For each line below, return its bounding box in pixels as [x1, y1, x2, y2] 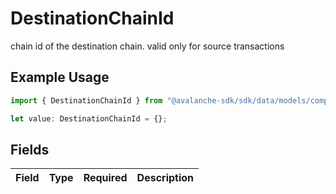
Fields [10, 141, 50, 158]
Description [136, 171, 195, 185]
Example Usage [10, 69, 110, 86]
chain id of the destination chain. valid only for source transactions [10, 40, 285, 52]
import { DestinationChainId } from [10, 95, 163, 106]
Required [83, 171, 128, 185]
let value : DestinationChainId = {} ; [10, 113, 168, 124]
